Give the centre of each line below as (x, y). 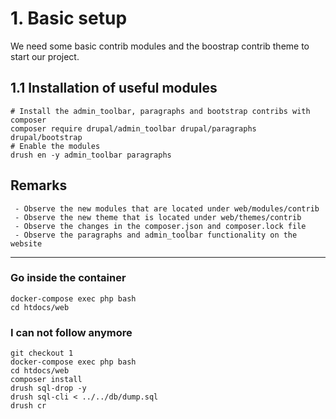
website (26, 243)
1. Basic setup (69, 18)
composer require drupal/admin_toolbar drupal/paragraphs (133, 128)
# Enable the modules (55, 146)
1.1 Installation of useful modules (114, 88)
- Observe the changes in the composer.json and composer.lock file (160, 226)
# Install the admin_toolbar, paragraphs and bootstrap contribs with (160, 111)
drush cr (28, 406)
